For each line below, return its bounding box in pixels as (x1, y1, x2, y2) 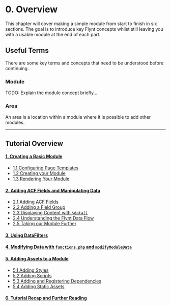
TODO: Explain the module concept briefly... (5, 90, 98, 96)
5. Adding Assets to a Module (5, 255, 69, 261)
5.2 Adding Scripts (12, 272, 52, 278)
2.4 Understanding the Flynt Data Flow (12, 215, 94, 221)
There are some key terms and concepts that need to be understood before (5, 60, 164, 66)
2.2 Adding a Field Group (12, 204, 66, 210)
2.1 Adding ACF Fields (12, 199, 59, 205)
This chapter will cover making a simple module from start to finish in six (5, 20, 157, 27)
